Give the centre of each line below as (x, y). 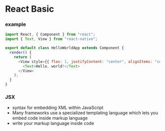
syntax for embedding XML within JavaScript (58, 108)
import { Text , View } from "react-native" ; (51, 39)
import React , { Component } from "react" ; (50, 35)
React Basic (30, 9)
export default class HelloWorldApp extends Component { (65, 48)
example (15, 25)
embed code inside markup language (50, 118)
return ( (23, 57)
